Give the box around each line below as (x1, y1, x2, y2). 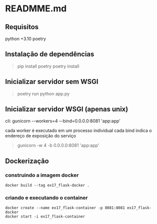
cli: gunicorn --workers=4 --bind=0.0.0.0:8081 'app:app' (5, 118, 121, 124)
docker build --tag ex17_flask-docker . (5, 183, 90, 188)
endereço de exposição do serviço (5, 133, 76, 139)
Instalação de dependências (5, 50, 95, 58)
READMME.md (5, 3, 67, 14)
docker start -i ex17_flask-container (5, 214, 85, 219)
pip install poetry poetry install (17, 63, 79, 69)
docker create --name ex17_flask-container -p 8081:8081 (5, 206, 125, 211)
